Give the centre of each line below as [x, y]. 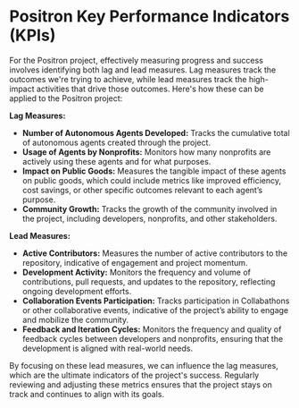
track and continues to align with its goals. [87, 394]
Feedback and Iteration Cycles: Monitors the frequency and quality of [152, 329]
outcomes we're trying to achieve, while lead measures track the [128, 79]
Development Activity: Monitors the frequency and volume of [137, 272]
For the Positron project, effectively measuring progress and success [136, 60]
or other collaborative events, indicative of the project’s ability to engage [155, 310]
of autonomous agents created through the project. [116, 142]
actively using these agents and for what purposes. [116, 161]
